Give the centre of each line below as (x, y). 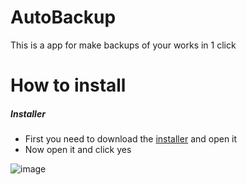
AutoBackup (63, 17)
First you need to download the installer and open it (131, 139)
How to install (68, 85)
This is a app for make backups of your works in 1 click (123, 45)
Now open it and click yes (78, 150)
